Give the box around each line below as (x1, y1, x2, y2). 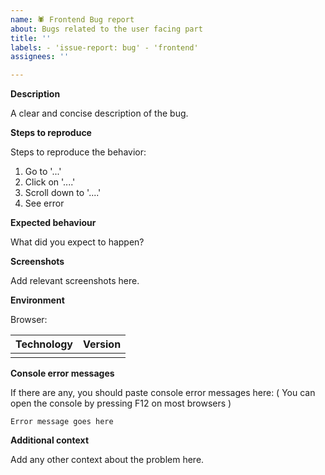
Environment (10, 294, 65, 306)
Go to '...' (24, 166, 62, 178)
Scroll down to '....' (24, 187, 102, 199)
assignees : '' (10, 52, 70, 62)
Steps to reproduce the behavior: (10, 146, 147, 158)
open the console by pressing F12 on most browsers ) (10, 397, 232, 410)
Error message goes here (10, 417, 114, 427)
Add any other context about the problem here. (10, 454, 205, 466)
